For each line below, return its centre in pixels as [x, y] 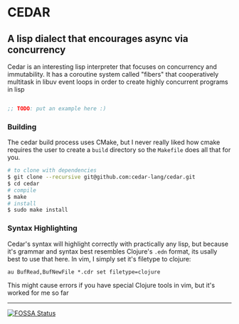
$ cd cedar [23, 183]
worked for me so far [38, 293]
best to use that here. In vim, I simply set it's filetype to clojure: [99, 259]
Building [22, 126]
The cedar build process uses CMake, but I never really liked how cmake [114, 142]
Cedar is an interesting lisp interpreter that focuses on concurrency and [112, 67]
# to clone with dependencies [52, 171]
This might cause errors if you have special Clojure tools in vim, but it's [111, 285]
